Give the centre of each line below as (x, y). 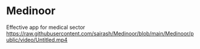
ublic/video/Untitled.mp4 (37, 40)
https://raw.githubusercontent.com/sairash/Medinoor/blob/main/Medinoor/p (100, 33)
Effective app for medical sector (46, 27)
